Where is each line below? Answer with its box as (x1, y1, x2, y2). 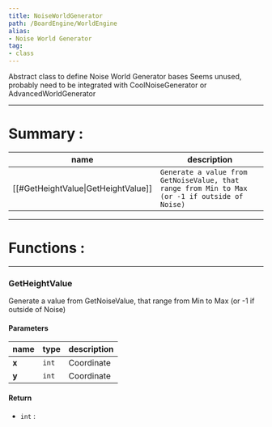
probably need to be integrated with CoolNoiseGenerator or (8, 80, 207, 90)
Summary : (8, 125, 83, 143)
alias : (8, 27, 31, 35)
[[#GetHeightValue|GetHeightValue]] (12, 183, 153, 194)
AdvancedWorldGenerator (8, 89, 96, 98)
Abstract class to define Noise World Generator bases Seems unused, (8, 72, 242, 81)
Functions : (8, 239, 85, 257)
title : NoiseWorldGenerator (8, 11, 104, 20)
